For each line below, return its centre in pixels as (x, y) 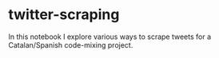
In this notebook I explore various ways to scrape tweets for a (110, 37)
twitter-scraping (64, 15)
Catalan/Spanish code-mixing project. (71, 44)
